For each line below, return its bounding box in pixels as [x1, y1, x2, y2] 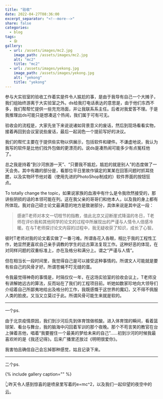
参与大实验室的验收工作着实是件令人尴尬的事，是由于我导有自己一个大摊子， [5, 94, 158, 100]
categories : [5, 25, 29, 30]
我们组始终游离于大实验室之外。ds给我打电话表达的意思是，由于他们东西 [5, 100, 150, 105]
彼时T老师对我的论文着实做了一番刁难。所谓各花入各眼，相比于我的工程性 [5, 235, 153, 241]
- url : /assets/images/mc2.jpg [9, 48, 73, 53]
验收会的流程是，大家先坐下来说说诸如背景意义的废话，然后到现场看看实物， [5, 122, 158, 128]
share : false [5, 20, 32, 26]
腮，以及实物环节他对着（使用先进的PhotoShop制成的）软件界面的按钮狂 [5, 174, 150, 180]
